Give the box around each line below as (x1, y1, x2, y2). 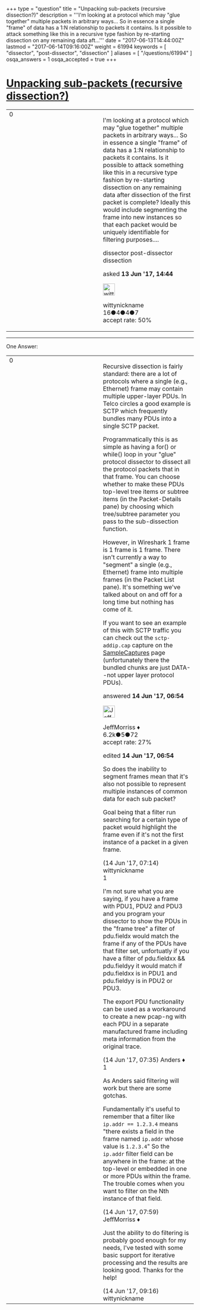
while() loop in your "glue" (103, 450, 177, 458)
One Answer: (6, 342, 39, 350)
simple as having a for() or (103, 443, 177, 451)
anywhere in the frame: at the (103, 1157, 185, 1165)
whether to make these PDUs (103, 480, 185, 488)
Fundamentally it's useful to (103, 1105, 180, 1113)
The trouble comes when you (103, 1179, 185, 1188)
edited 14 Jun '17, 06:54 (103, 751, 174, 759)
